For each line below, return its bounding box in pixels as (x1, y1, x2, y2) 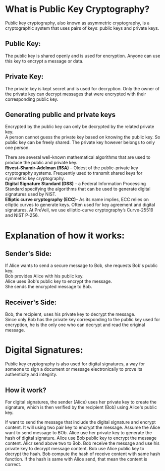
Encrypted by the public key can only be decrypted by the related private (5, 124, 155, 130)
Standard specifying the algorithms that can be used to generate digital (5, 186, 151, 192)
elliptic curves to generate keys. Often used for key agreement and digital (5, 202, 155, 208)
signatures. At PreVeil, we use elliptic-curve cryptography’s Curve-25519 (5, 207, 154, 213)
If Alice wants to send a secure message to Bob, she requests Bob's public (5, 263, 158, 269)
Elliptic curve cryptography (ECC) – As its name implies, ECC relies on (5, 197, 149, 202)
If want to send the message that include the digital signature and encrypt (5, 419, 156, 425)
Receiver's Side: (5, 298, 57, 306)
